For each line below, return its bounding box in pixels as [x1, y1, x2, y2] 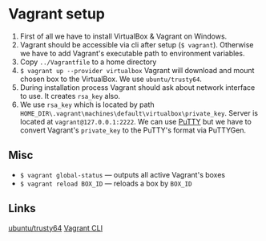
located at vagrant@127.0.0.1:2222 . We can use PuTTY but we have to [19, 116, 252, 126]
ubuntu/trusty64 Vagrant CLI [8, 223, 103, 233]
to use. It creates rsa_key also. [19, 91, 121, 100]
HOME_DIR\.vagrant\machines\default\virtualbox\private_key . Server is [19, 108, 259, 117]
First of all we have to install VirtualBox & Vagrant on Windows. [19, 31, 228, 41]
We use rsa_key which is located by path [19, 100, 155, 109]
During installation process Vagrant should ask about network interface [19, 82, 256, 92]
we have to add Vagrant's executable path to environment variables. [19, 48, 245, 58]
